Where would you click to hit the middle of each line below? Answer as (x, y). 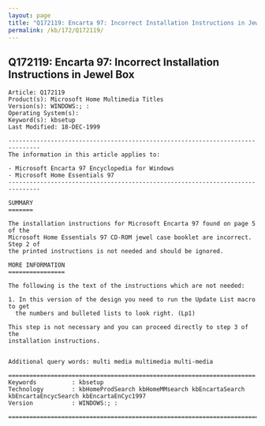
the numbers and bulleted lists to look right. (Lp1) (105, 314)
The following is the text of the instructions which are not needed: (127, 286)
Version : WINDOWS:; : (63, 403)
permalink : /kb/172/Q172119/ (56, 30)
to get (19, 307)
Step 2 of (24, 245)
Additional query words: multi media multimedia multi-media (111, 362)
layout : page (30, 15)
